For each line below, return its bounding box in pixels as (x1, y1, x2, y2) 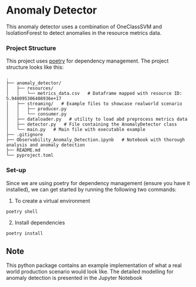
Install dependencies (14, 219, 66, 226)
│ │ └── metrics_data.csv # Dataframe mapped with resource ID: (6, 91, 183, 97)
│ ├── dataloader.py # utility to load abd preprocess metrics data (6, 116, 188, 123)
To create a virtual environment (14, 197, 90, 204)
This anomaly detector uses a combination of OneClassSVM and (6, 23, 163, 30)
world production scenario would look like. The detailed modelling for (6, 268, 174, 275)
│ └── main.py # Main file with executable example (6, 127, 146, 133)
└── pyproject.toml (6, 153, 54, 159)
